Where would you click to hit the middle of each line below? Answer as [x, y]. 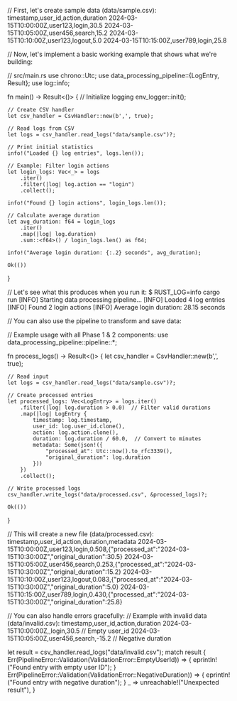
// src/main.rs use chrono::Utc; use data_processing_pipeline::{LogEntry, [114, 75]
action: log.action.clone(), [76, 433]
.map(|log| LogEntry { [54, 414]
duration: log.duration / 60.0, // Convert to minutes [117, 439]
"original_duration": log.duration [98, 457]
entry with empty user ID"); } [75, 667]
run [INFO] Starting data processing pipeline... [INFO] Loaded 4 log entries [116, 300]
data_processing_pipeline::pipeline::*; [62, 342]
